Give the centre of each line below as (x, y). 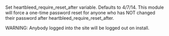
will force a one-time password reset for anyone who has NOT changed (80, 13)
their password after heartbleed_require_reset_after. (60, 18)
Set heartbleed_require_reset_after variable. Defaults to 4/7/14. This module (84, 7)
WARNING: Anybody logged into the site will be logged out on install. (77, 28)
